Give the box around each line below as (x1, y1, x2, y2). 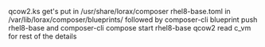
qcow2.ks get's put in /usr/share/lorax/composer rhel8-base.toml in (8, 7, 231, 16)
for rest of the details (8, 31, 77, 41)
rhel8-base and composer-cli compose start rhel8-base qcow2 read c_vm (8, 23, 251, 32)
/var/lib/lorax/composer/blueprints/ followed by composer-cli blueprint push (8, 15, 258, 24)
